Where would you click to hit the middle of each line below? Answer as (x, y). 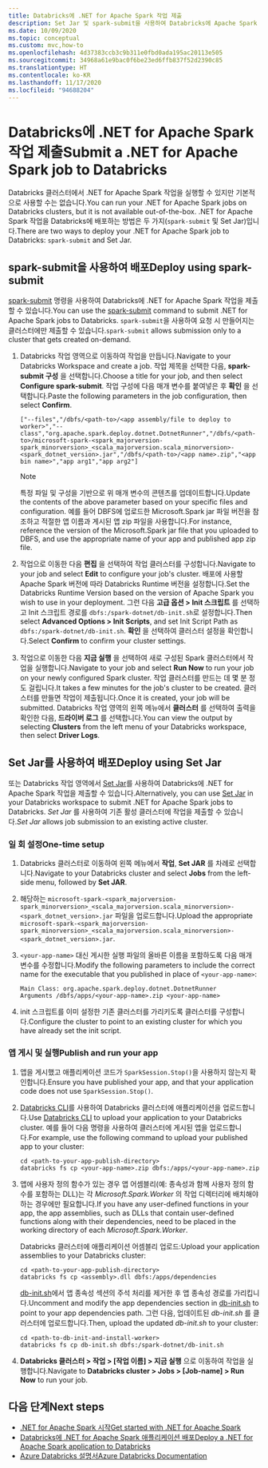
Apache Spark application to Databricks (85, 1446)
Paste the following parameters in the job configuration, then (147, 396)
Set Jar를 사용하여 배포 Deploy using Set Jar (115, 762)
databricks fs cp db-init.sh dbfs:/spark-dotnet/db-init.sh (122, 1345)
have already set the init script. (71, 1031)
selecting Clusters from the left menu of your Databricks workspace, (133, 727)
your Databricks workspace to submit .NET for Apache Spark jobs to (121, 802)
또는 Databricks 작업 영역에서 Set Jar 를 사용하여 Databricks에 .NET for (121, 783)
